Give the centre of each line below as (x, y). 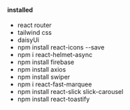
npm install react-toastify (53, 99)
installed (20, 10)
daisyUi (28, 40)
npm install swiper (44, 77)
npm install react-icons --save (61, 47)
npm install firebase (46, 62)
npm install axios (42, 70)
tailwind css (35, 33)
